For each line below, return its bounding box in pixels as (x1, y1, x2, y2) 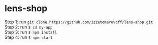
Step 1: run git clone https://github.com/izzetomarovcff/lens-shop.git (4, 19, 153, 25)
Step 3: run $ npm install (4, 29, 57, 35)
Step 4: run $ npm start (4, 34, 53, 40)
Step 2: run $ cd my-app (4, 24, 53, 30)
